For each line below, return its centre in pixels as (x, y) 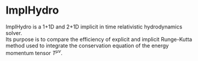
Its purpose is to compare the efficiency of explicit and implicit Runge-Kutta (99, 39)
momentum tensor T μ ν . (34, 52)
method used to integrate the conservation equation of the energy (87, 46)
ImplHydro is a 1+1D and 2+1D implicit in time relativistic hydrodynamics (94, 27)
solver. (14, 33)
